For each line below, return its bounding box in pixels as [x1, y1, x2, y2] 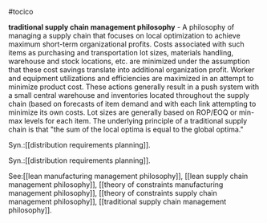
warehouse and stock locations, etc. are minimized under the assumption [8, 56, 250, 66]
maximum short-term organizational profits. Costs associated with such [8, 39, 245, 49]
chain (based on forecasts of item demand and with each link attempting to [8, 99, 257, 108]
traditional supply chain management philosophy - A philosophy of [8, 22, 235, 31]
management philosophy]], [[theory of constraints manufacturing [8, 180, 224, 189]
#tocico [8, 7, 34, 16]
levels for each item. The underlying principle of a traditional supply [23, 116, 248, 125]
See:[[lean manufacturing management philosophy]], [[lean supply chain [8, 172, 249, 180]
